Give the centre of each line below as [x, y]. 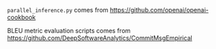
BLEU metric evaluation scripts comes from [69, 31]
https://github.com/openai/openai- [159, 10]
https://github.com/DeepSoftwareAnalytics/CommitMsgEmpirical [100, 38]
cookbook [21, 17]
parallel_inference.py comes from [58, 10]
